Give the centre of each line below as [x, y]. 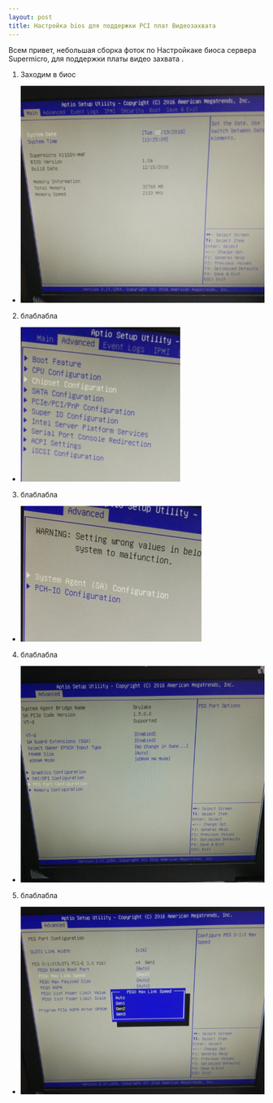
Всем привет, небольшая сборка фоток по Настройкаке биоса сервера [132, 50]
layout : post [30, 17]
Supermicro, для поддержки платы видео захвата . [96, 59]
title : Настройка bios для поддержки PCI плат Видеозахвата [113, 26]
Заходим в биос [48, 74]
